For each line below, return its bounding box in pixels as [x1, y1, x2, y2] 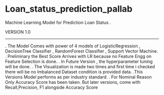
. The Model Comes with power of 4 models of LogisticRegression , [5, 43, 141, 49]
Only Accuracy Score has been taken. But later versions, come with [5, 79, 141, 85]
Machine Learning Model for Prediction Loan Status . [5, 19, 111, 25]
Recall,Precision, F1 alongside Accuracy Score [5, 84, 98, 90]
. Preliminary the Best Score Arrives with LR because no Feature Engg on [5, 53, 152, 59]
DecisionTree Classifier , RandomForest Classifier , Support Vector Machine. [5, 48, 158, 54]
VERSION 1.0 [5, 29, 31, 35]
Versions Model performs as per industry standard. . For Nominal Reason [5, 74, 152, 80]
